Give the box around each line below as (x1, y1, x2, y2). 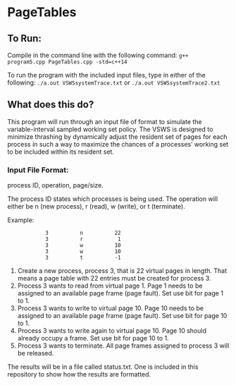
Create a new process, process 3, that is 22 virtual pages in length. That (17, 267, 228, 275)
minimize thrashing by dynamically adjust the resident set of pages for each (7, 132, 228, 141)
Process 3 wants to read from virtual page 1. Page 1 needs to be (17, 281, 203, 290)
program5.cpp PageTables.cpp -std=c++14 (7, 59, 128, 66)
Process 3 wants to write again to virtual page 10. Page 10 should (17, 326, 206, 335)
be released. (17, 349, 54, 357)
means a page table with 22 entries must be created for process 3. (17, 274, 211, 283)
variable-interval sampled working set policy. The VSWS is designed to (7, 125, 213, 133)
